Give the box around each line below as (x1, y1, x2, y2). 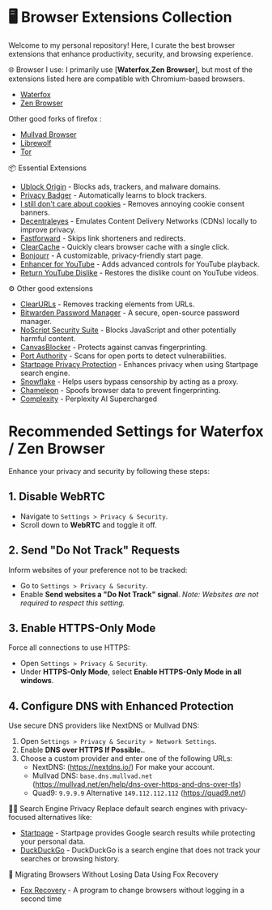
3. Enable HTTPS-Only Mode (8, 621, 156, 634)
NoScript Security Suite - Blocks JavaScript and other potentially (19, 325, 236, 335)
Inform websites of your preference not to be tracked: (8, 565, 188, 575)
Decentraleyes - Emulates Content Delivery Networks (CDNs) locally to (19, 216, 257, 225)
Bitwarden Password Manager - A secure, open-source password (19, 307, 240, 318)
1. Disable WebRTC (8, 489, 105, 504)
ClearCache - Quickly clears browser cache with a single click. (19, 241, 230, 251)
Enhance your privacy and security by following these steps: (8, 466, 210, 476)
